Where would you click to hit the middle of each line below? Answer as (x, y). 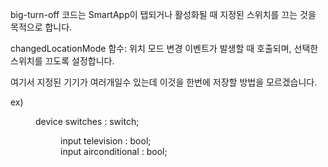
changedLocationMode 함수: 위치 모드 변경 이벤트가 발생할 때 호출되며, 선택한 (164, 48)
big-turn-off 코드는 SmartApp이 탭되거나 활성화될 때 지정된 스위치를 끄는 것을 (163, 14)
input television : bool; (106, 141)
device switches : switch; (87, 121)
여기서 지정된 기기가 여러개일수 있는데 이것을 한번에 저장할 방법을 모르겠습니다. (164, 82)
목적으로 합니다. (41, 27)
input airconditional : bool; (114, 151)
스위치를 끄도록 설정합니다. (62, 61)
